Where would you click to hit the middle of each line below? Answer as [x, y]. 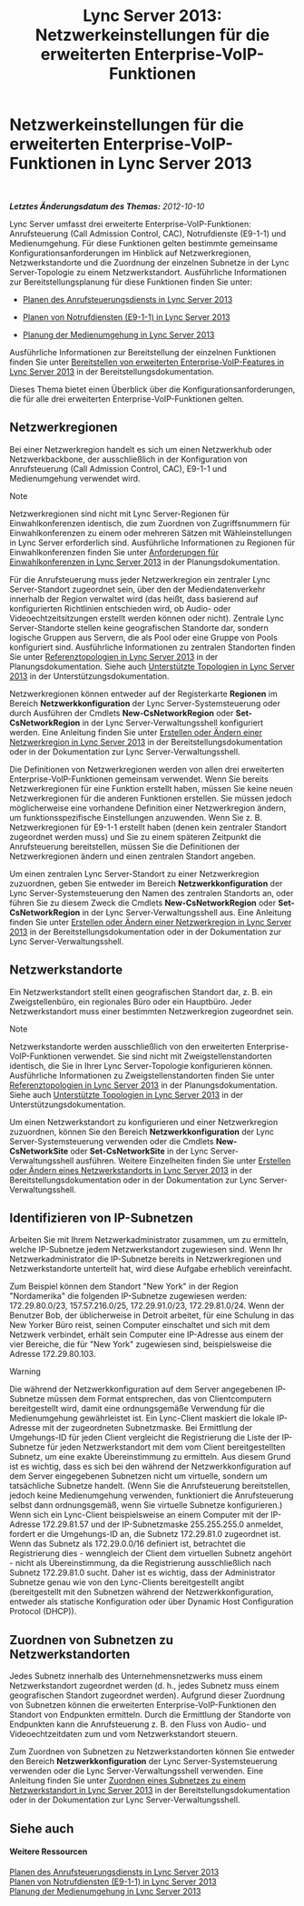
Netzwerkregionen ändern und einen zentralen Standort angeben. [132, 856]
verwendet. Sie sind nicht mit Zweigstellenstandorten [172, 1056]
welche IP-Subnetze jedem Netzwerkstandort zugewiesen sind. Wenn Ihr [146, 1250]
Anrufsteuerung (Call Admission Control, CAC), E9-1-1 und [118, 468]
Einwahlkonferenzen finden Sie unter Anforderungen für [114, 552]
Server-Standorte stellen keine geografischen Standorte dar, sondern [139, 627]
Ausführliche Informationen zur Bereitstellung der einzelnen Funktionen [143, 352]
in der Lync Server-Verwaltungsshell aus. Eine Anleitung [187, 912]
